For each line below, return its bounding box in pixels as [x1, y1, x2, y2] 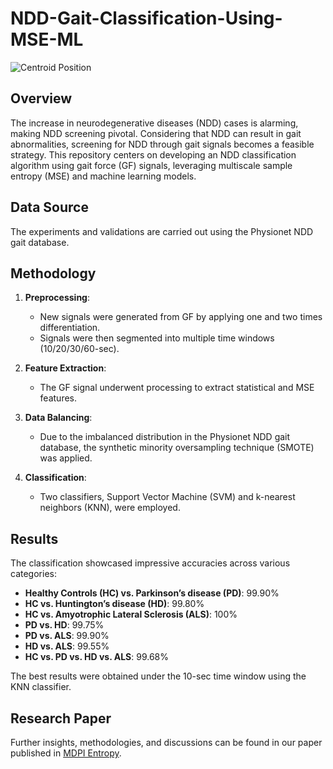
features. [39, 392, 78, 404]
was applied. [39, 452, 93, 464]
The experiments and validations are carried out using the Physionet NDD [10, 225, 314, 237]
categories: [10, 568, 57, 580]
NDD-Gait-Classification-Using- [10, 7, 283, 30]
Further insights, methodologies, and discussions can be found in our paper [10, 737, 323, 748]
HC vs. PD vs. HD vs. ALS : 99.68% [24, 651, 169, 663]
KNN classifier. [10, 681, 72, 693]
